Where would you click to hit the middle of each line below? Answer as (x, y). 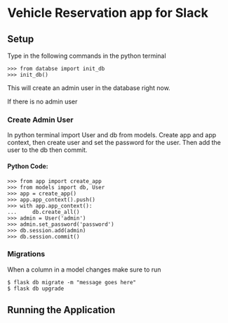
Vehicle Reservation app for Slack (108, 13)
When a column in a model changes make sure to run (84, 270)
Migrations (26, 254)
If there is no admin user (42, 101)
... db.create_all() (43, 212)
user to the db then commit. (47, 150)
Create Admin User (40, 120)
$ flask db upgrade (36, 289)
